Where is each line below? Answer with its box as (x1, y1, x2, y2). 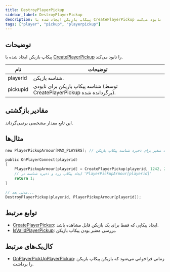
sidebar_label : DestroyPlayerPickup (5, 12, 82, 17)
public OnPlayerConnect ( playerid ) (5, 157, 78, 162)
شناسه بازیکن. (33, 75, 64, 82)
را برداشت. (12, 261, 34, 267)
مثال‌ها (5, 134, 24, 143)
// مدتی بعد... (5, 190, 34, 195)
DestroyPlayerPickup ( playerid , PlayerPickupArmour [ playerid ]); (5, 194, 142, 199)
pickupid (8, 86, 29, 93)
